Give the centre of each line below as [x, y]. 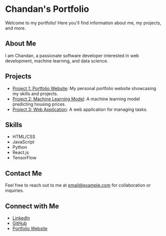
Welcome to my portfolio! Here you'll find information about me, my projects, [83, 23]
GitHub [20, 223]
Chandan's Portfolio [47, 9]
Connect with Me [32, 206]
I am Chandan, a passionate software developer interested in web [72, 55]
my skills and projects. [35, 94]
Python [20, 147]
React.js [21, 152]
